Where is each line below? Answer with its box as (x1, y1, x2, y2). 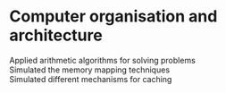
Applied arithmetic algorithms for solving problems (9, 55, 197, 65)
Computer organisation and (9, 6, 218, 27)
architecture (9, 25, 103, 46)
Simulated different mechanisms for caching (9, 73, 172, 84)
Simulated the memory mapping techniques (9, 64, 171, 75)
